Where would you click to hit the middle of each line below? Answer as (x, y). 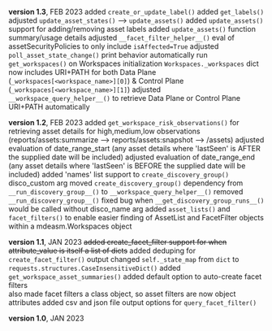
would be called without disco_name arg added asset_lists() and (119, 209)
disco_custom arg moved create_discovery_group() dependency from (126, 183)
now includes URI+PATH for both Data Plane (82, 72)
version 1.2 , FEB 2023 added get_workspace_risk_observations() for (124, 122)
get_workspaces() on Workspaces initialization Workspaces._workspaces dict (134, 63)
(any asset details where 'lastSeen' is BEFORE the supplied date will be (127, 165)
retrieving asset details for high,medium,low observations (104, 131)
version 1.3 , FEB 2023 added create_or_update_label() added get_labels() (136, 12)
